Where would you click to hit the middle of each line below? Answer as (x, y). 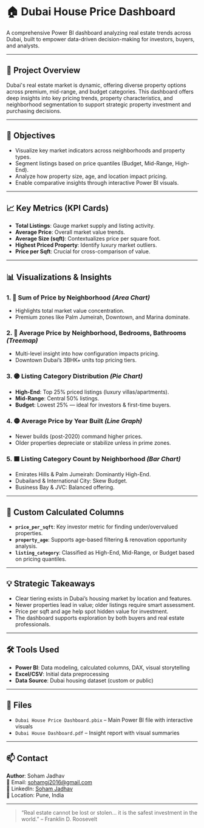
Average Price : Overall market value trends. (70, 232)
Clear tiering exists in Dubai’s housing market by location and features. (104, 598)
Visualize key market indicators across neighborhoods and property (100, 150)
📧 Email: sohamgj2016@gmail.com (49, 782)
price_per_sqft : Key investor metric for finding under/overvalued (96, 527)
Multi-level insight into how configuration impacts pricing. (87, 354)
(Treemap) (22, 340)
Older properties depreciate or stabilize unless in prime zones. (93, 443)
